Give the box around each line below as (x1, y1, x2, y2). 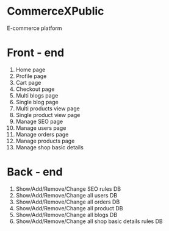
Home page (15, 66, 46, 73)
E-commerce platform (7, 24, 63, 32)
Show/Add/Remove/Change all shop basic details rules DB (15, 218, 164, 225)
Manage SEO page (15, 118, 63, 125)
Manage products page (15, 137, 75, 144)
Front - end (7, 46, 65, 60)
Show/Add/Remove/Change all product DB (15, 204, 123, 211)
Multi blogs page (15, 91, 59, 99)
